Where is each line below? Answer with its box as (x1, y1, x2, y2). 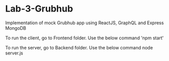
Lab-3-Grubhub (5, 3, 73, 15)
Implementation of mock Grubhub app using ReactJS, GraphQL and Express (5, 20, 164, 26)
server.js (5, 50, 24, 56)
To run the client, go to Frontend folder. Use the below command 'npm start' (5, 35, 164, 41)
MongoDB (5, 25, 26, 31)
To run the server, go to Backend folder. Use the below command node (5, 44, 153, 50)
